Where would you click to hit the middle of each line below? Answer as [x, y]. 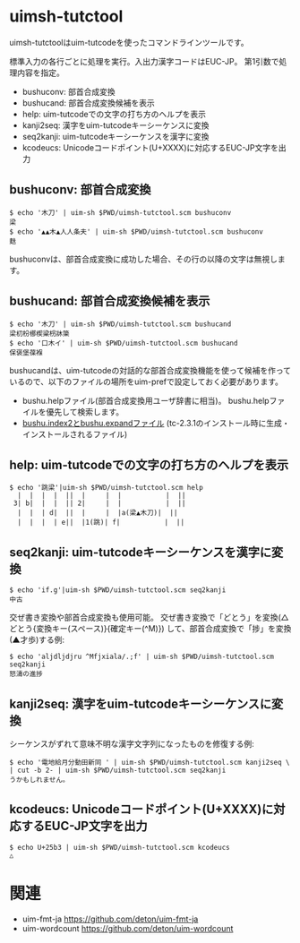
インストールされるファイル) [75, 434]
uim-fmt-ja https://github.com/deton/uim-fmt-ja [110, 919]
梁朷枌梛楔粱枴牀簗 [39, 333]
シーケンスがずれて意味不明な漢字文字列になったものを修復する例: [132, 744]
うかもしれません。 [39, 780]
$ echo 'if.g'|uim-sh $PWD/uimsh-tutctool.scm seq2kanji [118, 590]
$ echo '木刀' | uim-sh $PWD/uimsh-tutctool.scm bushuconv [120, 212]
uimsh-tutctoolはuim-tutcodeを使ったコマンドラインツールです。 [129, 42]
